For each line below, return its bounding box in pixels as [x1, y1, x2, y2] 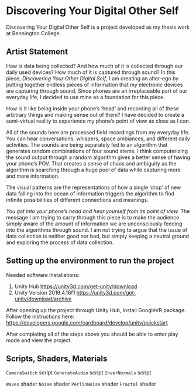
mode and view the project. [6, 336, 72, 344]
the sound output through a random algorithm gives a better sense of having [6, 154, 191, 161]
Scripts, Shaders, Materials [6, 353, 108, 363]
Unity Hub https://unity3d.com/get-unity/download [14, 283, 137, 290]
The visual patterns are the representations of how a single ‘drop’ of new [6, 184, 181, 191]
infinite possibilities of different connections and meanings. [6, 196, 149, 203]
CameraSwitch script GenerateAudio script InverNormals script [6, 369, 152, 376]
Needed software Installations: [6, 271, 80, 278]
